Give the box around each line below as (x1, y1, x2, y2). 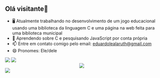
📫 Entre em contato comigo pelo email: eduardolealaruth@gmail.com (12, 41, 152, 47)
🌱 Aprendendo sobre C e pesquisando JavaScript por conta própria (12, 35, 147, 41)
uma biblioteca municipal (12, 30, 62, 36)
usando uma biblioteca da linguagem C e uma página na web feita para (12, 25, 155, 31)
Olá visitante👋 (5, 5, 49, 13)
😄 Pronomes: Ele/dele (12, 47, 57, 53)
